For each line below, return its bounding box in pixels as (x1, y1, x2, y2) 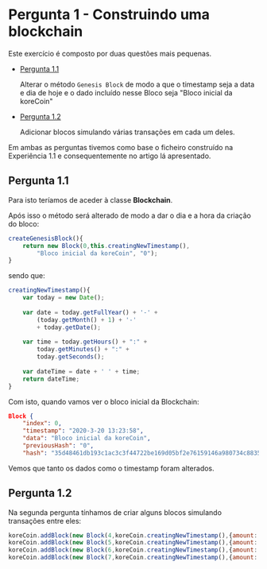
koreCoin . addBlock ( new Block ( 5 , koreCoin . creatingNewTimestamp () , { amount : (8, 539, 258, 547)
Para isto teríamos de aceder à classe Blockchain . (8, 195, 173, 204)
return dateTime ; (22, 375, 80, 383)
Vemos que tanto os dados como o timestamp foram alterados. (8, 463, 215, 473)
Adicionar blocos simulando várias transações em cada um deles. (19, 127, 236, 137)
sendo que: (8, 271, 45, 281)
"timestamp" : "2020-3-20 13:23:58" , (22, 427, 145, 435)
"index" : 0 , (22, 420, 62, 428)
